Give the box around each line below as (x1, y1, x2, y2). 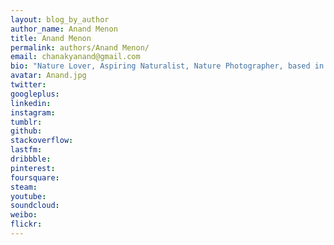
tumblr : (10, 117, 43, 127)
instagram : (10, 107, 56, 118)
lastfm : (10, 145, 43, 155)
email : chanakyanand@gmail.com (10, 52, 141, 62)
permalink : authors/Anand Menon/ (10, 42, 150, 53)
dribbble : (10, 154, 52, 164)
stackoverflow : (10, 136, 74, 146)
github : (10, 126, 43, 136)
